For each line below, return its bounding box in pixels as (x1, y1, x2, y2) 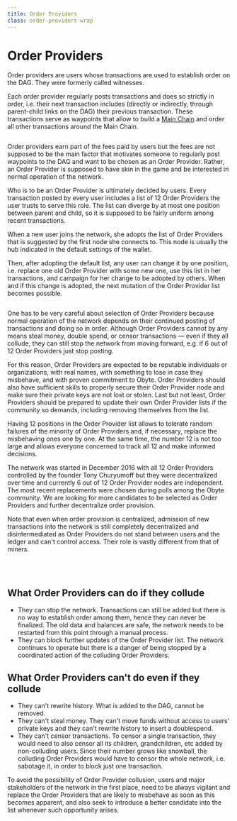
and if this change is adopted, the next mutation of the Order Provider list (7, 282, 221, 290)
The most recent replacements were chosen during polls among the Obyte (7, 486, 225, 495)
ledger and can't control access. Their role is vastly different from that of (7, 537, 219, 546)
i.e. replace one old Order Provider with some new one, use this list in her (7, 267, 221, 275)
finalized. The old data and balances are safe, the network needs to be (17, 621, 224, 629)
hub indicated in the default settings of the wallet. (7, 246, 152, 254)
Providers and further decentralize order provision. (7, 501, 156, 509)
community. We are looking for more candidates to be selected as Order (7, 494, 218, 502)
